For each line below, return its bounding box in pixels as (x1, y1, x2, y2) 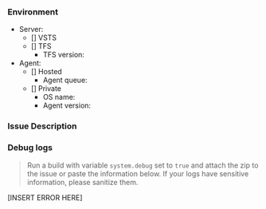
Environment (7, 6, 59, 18)
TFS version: (42, 50, 85, 60)
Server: (18, 25, 44, 34)
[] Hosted (30, 67, 63, 77)
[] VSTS (30, 33, 57, 42)
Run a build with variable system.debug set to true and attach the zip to (26, 160, 259, 170)
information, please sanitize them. (26, 177, 139, 187)
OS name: (42, 93, 76, 102)
